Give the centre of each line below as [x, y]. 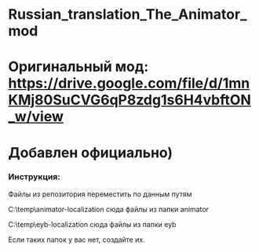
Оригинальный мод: [78, 67]
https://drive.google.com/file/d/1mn [129, 83]
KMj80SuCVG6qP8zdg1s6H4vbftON [129, 100]
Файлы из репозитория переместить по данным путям [100, 194]
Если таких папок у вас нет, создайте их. [77, 239]
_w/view [36, 117]
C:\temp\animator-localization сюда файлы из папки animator [109, 209]
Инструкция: [34, 177]
